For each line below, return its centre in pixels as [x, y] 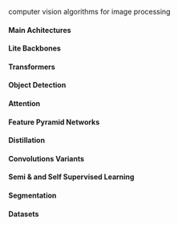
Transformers [32, 67]
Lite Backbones [35, 48]
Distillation [27, 141]
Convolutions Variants [47, 158]
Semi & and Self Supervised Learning [71, 177]
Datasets [24, 214]
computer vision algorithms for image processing [89, 12]
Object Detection [37, 85]
